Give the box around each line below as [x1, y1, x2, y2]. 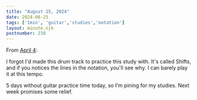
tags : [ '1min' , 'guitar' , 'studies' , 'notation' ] [6, 19, 125, 25]
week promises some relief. [6, 88, 73, 95]
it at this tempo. [6, 71, 44, 78]
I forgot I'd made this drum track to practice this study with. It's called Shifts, [6, 58, 191, 65]
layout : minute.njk [6, 25, 54, 31]
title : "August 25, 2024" [6, 8, 69, 15]
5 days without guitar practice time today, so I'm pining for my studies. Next [6, 82, 190, 89]
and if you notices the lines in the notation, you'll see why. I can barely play [6, 64, 188, 71]
